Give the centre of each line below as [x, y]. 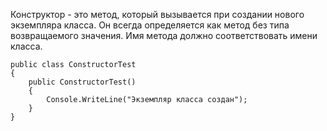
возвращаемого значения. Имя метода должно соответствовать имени [164, 35]
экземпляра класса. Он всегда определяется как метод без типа [150, 25]
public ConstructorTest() [82, 82]
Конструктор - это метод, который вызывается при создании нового [157, 14]
